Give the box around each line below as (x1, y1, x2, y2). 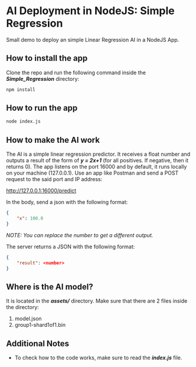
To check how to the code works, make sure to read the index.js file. (14, 354, 182, 361)
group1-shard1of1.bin (14, 322, 66, 329)
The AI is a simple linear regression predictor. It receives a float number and (6, 150, 191, 158)
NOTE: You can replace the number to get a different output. (6, 231, 153, 238)
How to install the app (6, 53, 88, 63)
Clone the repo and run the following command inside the (6, 69, 146, 76)
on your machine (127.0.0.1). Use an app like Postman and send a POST (6, 169, 179, 176)
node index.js (6, 119, 41, 124)
